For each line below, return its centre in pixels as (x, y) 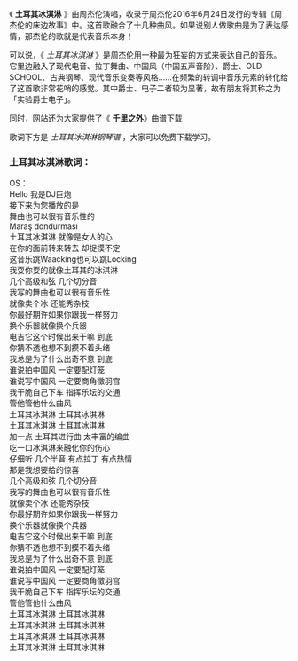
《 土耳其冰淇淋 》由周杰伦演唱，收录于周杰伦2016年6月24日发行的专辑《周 (146, 14)
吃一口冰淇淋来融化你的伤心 (60, 448)
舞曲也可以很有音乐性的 (52, 216)
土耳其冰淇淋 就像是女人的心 (61, 237)
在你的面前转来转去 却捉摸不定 (65, 248)
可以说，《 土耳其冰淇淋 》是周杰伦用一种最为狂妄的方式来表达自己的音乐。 (145, 55)
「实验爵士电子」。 (42, 99)
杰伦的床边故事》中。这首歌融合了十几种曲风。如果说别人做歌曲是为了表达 (145, 25)
